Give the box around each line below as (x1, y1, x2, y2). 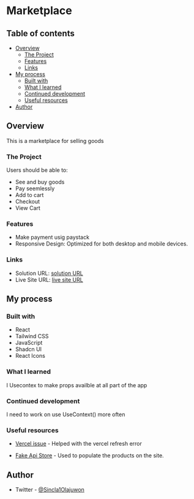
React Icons (15, 352, 46, 360)
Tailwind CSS (15, 333, 49, 340)
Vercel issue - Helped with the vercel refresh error (15, 440, 142, 447)
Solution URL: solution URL (15, 269, 84, 277)
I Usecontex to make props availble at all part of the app (6, 381, 147, 389)
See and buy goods (15, 179, 65, 186)
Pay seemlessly (15, 185, 55, 192)
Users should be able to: (6, 166, 69, 174)
